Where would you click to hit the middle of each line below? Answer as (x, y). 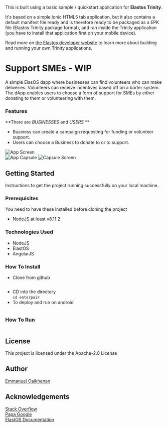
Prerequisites (22, 198)
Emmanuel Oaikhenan (28, 381)
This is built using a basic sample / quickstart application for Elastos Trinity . (84, 7)
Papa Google (19, 414)
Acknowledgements (37, 397)
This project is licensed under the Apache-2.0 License (61, 353)
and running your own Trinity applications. (49, 48)
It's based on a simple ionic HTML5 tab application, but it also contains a (80, 17)
